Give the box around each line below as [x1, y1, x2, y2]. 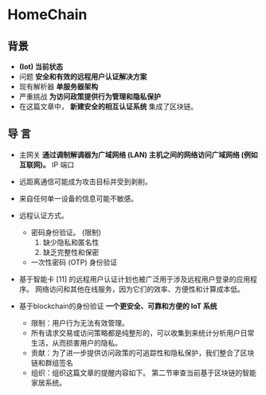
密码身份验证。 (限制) [30, 227, 101, 237]
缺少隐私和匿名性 [42, 237, 100, 247]
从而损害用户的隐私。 [52, 338, 123, 347]
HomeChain [7, 6, 88, 24]
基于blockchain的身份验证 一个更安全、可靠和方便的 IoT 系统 [18, 301, 217, 311]
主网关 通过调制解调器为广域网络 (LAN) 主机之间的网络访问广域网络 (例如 [18, 150, 258, 159]
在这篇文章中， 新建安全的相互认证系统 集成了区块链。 [18, 102, 198, 111]
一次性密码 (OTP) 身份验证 [30, 257, 117, 267]
